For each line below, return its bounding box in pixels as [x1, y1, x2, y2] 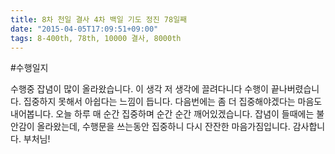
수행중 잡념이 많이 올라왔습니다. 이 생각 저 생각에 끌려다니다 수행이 [10, 83, 269, 95]
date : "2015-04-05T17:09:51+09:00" [10, 24, 159, 34]
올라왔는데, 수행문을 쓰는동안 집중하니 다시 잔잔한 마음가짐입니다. [36, 121, 291, 133]
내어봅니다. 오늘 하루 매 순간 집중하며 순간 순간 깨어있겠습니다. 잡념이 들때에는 [10, 108, 315, 120]
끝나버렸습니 [270, 83, 320, 95]
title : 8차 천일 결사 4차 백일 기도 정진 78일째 [10, 14, 188, 25]
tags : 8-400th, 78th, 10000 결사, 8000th [10, 33, 182, 43]
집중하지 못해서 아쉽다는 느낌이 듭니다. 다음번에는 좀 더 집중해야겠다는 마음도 [23, 96, 323, 108]
